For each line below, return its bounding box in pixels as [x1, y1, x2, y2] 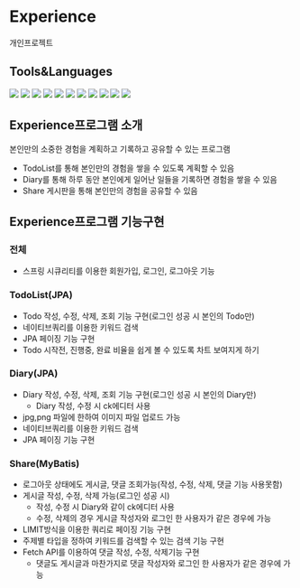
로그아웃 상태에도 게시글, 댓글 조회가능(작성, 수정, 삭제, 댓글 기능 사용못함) [22, 479, 283, 490]
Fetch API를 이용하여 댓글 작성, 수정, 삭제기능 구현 [22, 546, 200, 557]
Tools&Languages [9, 64, 113, 79]
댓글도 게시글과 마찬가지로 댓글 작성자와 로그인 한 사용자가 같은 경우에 [35, 558, 282, 569]
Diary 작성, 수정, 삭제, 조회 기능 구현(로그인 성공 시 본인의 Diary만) [22, 388, 257, 399]
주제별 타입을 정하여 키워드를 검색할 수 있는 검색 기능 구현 [22, 536, 225, 546]
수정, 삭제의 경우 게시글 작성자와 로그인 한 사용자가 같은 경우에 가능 [35, 513, 272, 524]
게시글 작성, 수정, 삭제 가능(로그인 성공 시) [22, 490, 170, 501]
